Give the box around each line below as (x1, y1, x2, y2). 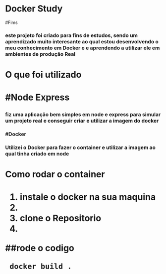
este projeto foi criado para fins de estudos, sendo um (5, 32, 138, 39)
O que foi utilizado (5, 69, 82, 80)
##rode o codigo (5, 243, 74, 254)
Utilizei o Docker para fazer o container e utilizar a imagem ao (5, 144, 156, 151)
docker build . (9, 262, 72, 272)
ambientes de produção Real (5, 50, 76, 57)
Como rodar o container (5, 169, 105, 180)
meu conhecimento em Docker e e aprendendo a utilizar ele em (5, 44, 160, 51)
